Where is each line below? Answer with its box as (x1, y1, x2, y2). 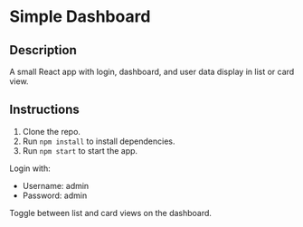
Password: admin (22, 190, 88, 201)
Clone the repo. (22, 126, 81, 137)
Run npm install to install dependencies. (22, 136, 175, 147)
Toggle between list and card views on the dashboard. (9, 207, 213, 218)
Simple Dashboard (9, 6, 151, 27)
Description (9, 43, 77, 58)
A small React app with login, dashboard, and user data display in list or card (9, 66, 295, 77)
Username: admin (22, 180, 90, 191)
